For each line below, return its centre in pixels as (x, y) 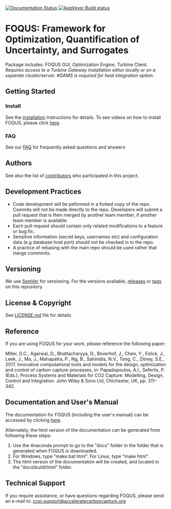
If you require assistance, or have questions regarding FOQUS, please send (85, 495)
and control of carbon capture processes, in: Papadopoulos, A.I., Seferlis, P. (85, 370)
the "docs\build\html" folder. (42, 467)
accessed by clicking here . (33, 420)
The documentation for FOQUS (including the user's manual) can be (77, 414)
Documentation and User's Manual (62, 402)
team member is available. (40, 220)
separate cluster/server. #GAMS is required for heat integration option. (80, 75)
